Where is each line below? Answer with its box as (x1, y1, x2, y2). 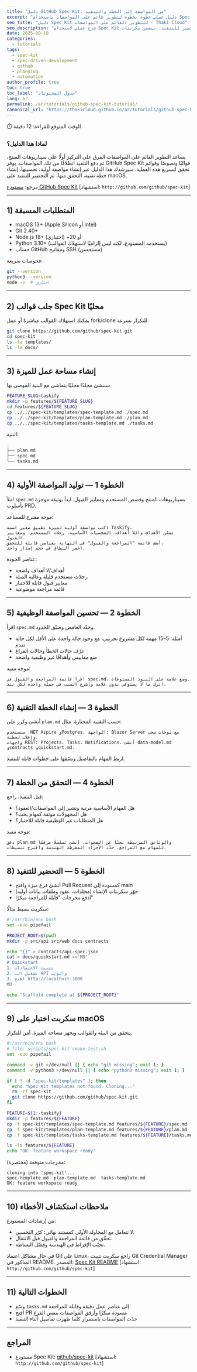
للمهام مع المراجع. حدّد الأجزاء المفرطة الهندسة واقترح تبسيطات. (6, 844, 167, 851)
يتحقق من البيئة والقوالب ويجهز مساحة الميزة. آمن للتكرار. (6, 1029, 133, 1036)
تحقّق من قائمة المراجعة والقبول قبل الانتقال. (15, 1235, 113, 1242)
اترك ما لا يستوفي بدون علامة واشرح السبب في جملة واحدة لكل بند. (6, 681, 167, 687)
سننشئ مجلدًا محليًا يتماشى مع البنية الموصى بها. (6, 382, 112, 389)
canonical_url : (6, 107, 44, 112)
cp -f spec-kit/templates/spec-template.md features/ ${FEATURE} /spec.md (6, 1121, 188, 1127)
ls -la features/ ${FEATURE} (6, 1142, 75, 1148)
